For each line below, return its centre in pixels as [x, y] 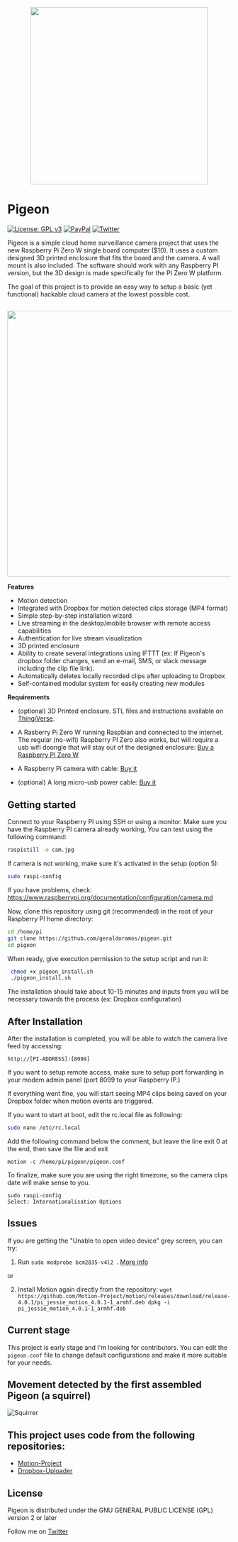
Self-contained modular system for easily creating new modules [111, 684]
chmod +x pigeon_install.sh [52, 972]
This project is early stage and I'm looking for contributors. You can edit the [118, 1347]
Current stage [39, 1330]
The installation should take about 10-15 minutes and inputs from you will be [118, 992]
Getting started [42, 805]
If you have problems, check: [50, 889]
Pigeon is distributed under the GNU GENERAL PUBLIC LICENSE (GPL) [110, 1510]
